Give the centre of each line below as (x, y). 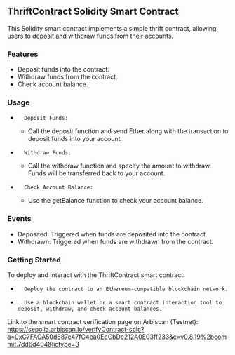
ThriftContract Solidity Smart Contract (93, 12)
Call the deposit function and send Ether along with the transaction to (128, 131)
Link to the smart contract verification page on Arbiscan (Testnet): (103, 322)
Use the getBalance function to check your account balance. (115, 201)
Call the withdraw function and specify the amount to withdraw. (120, 166)
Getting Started (34, 260)
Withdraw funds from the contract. (67, 77)
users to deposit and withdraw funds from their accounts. (90, 36)
